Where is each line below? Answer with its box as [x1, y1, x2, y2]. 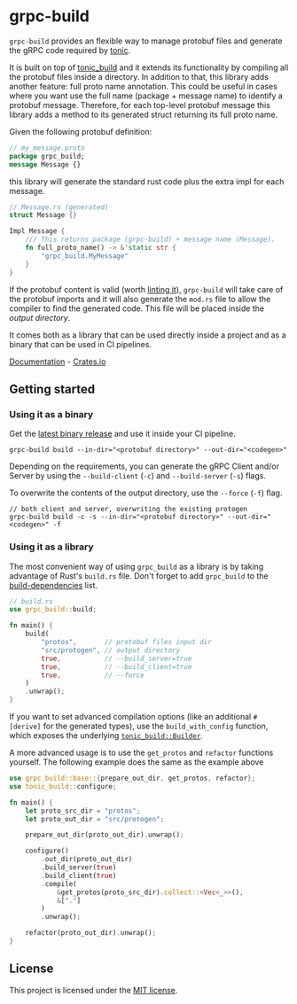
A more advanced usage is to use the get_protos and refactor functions [9, 747, 274, 759]
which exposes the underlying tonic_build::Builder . [9, 730, 204, 741]
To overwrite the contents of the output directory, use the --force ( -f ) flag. [9, 487, 283, 498]
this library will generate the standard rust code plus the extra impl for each [9, 175, 285, 187]
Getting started [9, 381, 96, 396]
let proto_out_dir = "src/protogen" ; [25, 814, 165, 823]
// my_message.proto [9, 144, 86, 152]
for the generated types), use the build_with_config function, [43, 720, 269, 732]
